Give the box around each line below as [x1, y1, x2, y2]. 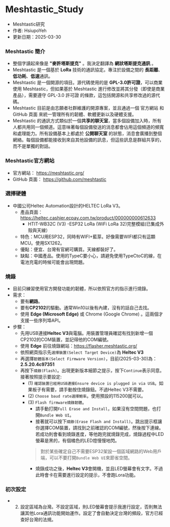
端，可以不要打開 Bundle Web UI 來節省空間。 [40, 455, 133, 461]
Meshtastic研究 [12, 21, 45, 27]
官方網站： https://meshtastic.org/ [12, 170, 85, 176]
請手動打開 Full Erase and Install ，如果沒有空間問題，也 [35, 406, 157, 412]
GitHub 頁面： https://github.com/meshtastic [12, 176, 107, 182]
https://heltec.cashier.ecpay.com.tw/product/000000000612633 [20, 215, 156, 221]
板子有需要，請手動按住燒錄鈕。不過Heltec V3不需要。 [32, 386, 147, 393]
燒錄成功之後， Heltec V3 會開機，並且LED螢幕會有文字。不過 [35, 465, 163, 472]
